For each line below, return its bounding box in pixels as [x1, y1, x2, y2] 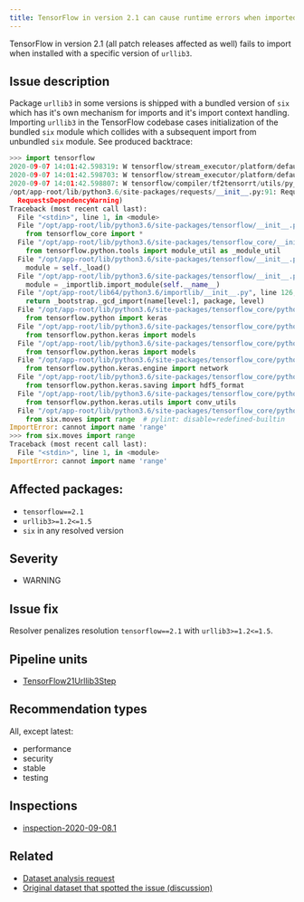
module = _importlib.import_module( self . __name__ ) [25, 280, 221, 290]
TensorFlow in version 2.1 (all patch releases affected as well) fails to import [9, 38, 291, 49]
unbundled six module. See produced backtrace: [9, 137, 193, 147]
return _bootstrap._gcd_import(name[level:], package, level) [25, 297, 265, 306]
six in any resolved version [22, 525, 124, 536]
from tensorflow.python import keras [25, 314, 168, 323]
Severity [9, 551, 59, 566]
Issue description [9, 74, 110, 90]
